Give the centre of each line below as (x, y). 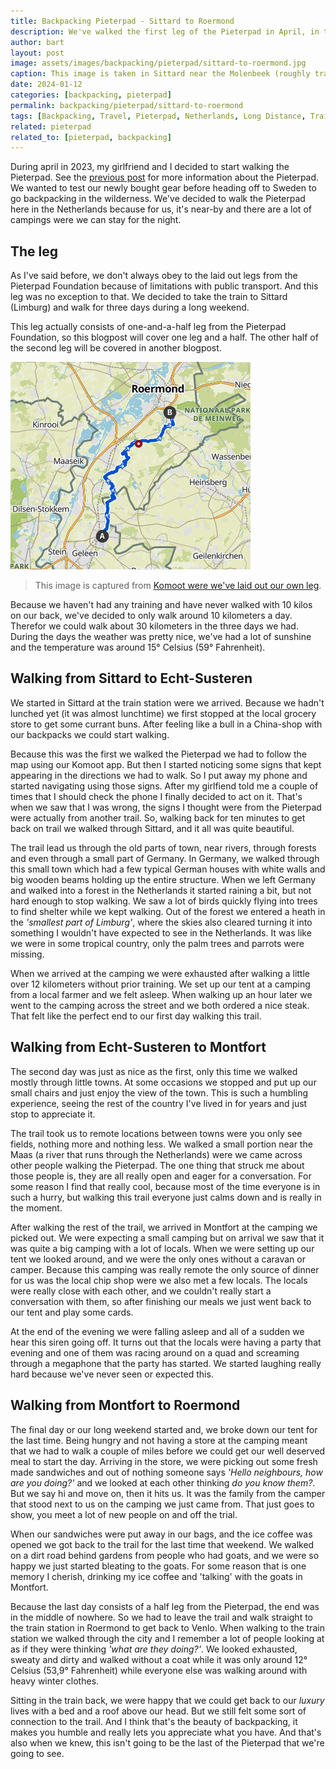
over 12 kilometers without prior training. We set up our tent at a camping (160, 984)
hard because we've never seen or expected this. (112, 1374)
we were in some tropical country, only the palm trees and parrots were (157, 943)
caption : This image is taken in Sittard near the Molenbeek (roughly (160, 74)
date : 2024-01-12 (46, 85)
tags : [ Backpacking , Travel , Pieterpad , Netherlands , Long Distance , (158, 116)
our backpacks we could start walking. (90, 734)
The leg (34, 251)
